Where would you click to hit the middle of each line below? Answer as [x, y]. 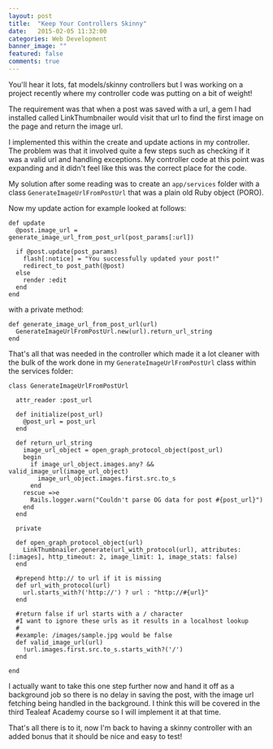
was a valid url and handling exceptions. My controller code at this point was [136, 159]
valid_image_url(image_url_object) [69, 471]
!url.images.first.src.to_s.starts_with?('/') [103, 649]
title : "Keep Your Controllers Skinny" [78, 24]
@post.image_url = [47, 230]
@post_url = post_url [59, 421]
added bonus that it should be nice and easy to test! [95, 736]
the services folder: [41, 370]
